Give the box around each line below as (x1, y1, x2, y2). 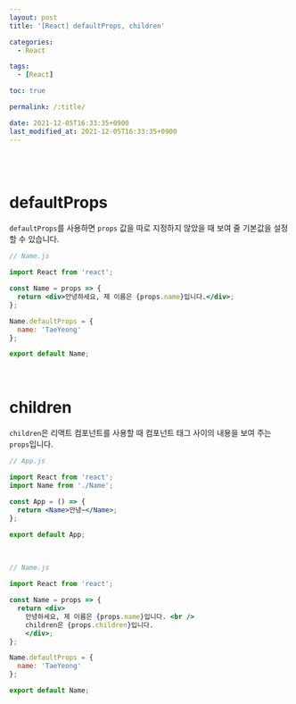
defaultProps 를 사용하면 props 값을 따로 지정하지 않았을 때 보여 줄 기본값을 (9, 222, 272, 233)
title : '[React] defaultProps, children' (9, 21, 166, 30)
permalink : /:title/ (9, 103, 86, 112)
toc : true (9, 87, 46, 96)
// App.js (9, 457, 46, 465)
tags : (9, 62, 29, 71)
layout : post (9, 13, 58, 22)
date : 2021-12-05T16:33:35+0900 (9, 118, 129, 128)
